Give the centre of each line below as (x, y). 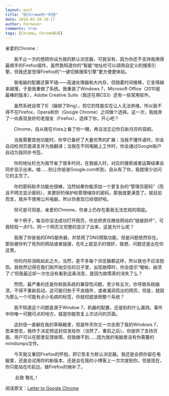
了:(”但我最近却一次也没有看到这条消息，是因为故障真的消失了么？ (74, 273)
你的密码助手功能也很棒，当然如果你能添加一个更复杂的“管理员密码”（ (87, 186)
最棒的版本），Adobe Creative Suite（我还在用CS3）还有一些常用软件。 (79, 95)
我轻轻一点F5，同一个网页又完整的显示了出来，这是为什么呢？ (70, 227)
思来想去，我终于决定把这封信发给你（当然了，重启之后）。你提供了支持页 (81, 331)
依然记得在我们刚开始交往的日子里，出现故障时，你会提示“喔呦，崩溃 (90, 267)
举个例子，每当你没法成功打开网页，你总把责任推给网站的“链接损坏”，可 (89, 220)
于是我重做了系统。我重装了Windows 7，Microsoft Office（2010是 (91, 89)
